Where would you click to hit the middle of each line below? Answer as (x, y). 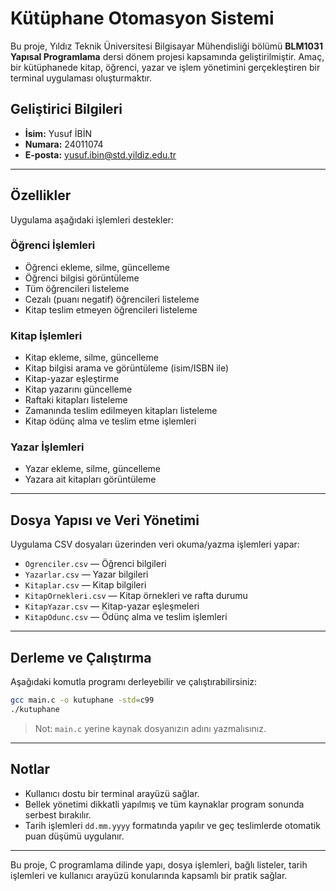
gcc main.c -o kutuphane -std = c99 (82, 700)
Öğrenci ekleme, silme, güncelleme (97, 267)
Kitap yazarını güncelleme (78, 389)
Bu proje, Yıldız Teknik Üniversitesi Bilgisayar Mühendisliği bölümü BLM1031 (167, 46)
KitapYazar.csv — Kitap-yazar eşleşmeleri (112, 606)
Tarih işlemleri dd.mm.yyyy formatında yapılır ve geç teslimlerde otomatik (172, 825)
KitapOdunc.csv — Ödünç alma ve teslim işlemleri (126, 617)
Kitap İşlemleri (46, 335)
